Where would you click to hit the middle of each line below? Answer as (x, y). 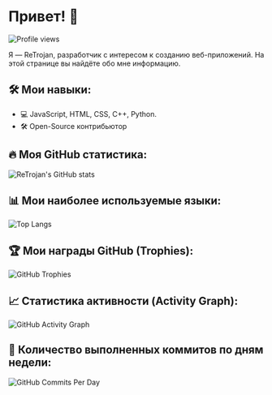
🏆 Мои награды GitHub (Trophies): (101, 251)
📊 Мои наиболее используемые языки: (115, 201)
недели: (30, 363)
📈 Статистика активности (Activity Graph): (123, 301)
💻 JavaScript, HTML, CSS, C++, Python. (88, 114)
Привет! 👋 (43, 17)
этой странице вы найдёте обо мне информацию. (95, 63)
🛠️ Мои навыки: (50, 90)
